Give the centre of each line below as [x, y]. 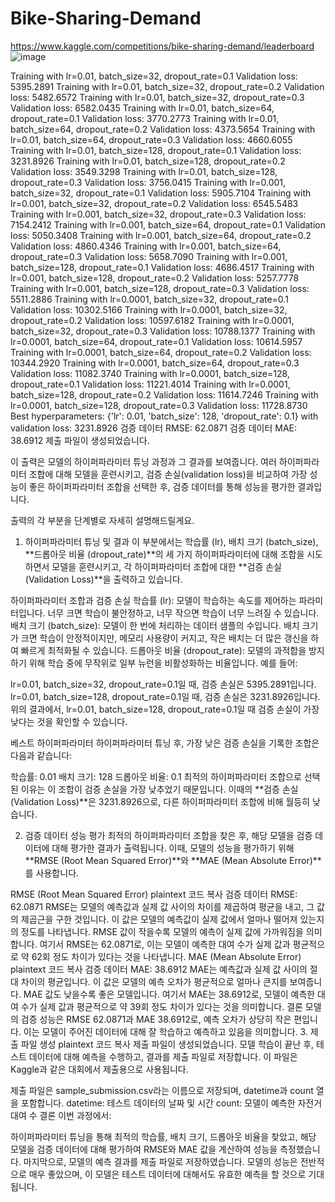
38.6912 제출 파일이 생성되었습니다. [80, 440]
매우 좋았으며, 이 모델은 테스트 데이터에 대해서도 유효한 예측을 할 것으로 [167, 1174]
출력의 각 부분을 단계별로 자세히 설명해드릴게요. [102, 520]
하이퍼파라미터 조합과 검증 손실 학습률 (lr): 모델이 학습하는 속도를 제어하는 [153, 600]
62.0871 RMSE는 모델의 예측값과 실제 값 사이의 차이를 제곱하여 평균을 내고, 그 [162, 906]
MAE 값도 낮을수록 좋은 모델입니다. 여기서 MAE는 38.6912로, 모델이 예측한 [169, 994]
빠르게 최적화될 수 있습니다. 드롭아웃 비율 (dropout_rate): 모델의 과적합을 [163, 650]
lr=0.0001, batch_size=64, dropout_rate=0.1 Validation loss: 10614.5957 [156, 341]
